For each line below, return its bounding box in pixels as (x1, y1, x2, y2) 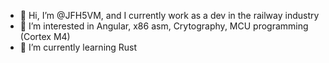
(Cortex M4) (19, 31, 71, 42)
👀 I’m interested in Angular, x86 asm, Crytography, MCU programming (19, 20, 309, 32)
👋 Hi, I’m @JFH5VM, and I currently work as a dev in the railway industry (19, 10, 320, 21)
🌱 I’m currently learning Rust (19, 41, 138, 53)
